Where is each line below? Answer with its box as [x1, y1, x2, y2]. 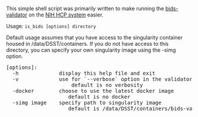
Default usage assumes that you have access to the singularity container [6, 34, 183, 41]
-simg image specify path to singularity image [12, 99, 162, 106]
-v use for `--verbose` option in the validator [12, 76, 193, 82]
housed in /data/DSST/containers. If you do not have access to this [6, 41, 169, 47]
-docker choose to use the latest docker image [12, 88, 174, 94]
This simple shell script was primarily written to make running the [6, 5, 164, 12]
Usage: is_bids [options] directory [6, 23, 96, 29]
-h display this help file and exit [12, 70, 156, 76]
